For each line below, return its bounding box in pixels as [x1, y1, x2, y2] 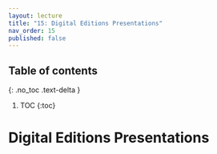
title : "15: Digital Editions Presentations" [8, 19, 163, 27]
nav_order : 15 [8, 26, 56, 34]
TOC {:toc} [19, 101, 56, 111]
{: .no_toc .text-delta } [8, 85, 81, 95]
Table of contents [8, 63, 98, 77]
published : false [8, 34, 66, 43]
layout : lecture [8, 11, 62, 20]
